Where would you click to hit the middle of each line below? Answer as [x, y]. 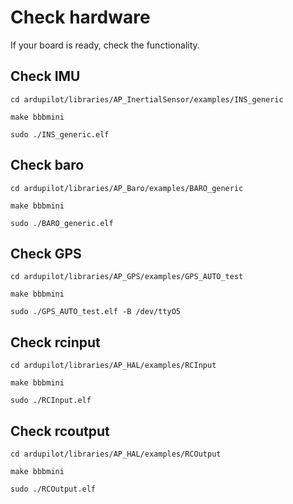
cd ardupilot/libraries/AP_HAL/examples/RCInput [113, 366]
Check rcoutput [60, 431]
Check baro [47, 165]
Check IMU [45, 76]
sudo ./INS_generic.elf [60, 134]
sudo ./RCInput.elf [51, 401]
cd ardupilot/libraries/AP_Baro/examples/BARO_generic [127, 188]
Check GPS [46, 253]
